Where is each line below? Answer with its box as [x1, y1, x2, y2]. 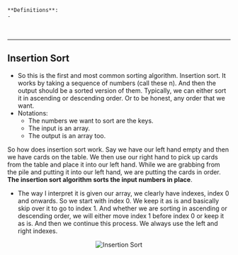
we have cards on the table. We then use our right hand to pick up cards [7, 152, 218, 161]
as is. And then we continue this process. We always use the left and [17, 219, 218, 227]
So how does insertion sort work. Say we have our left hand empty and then [7, 145, 229, 154]
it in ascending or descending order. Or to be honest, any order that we [17, 93, 225, 102]
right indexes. [17, 227, 58, 235]
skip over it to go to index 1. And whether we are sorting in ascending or [17, 204, 228, 212]
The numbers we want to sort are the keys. [28, 116, 154, 125]
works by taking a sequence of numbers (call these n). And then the [17, 79, 216, 87]
